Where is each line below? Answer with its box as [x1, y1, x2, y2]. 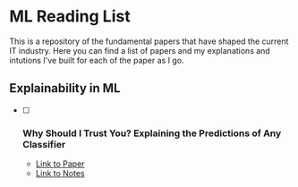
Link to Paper [35, 158, 85, 169]
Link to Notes [35, 168, 85, 179]
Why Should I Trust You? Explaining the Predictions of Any [21, 127, 282, 140]
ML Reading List [9, 6, 132, 27]
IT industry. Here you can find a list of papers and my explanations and [9, 45, 270, 55]
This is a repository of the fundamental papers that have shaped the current [9, 36, 289, 47]
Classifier [21, 138, 66, 150]
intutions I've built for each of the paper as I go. [9, 55, 185, 65]
